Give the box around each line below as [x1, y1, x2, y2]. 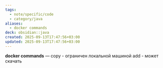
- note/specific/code [9, 12, 54, 17]
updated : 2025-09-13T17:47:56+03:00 [5, 39, 80, 44]
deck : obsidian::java [5, 30, 50, 35]
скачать [5, 58, 22, 64]
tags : [5, 7, 16, 12]
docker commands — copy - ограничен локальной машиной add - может [5, 53, 159, 59]
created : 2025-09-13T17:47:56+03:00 [5, 35, 80, 40]
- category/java [9, 16, 43, 21]
